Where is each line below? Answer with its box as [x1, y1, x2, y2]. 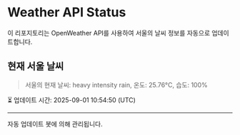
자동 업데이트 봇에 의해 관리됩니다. [7, 119, 103, 128]
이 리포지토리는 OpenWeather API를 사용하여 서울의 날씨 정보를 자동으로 [7, 28, 211, 37]
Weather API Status [7, 4, 126, 21]
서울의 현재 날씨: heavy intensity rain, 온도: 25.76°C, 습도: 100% [24, 80, 209, 89]
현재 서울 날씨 [7, 60, 64, 72]
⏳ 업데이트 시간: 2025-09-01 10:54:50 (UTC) [7, 95, 136, 104]
